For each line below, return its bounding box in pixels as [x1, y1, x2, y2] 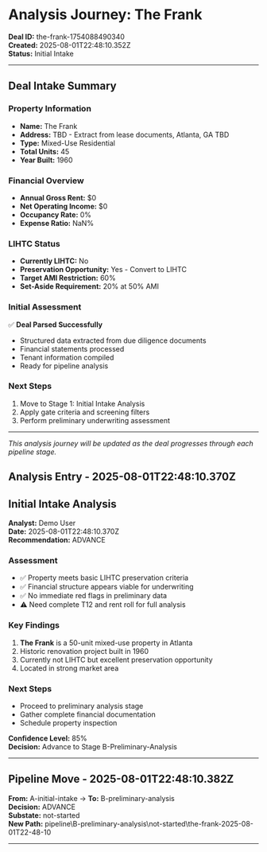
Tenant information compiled [19, 352, 114, 362]
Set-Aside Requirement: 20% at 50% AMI [19, 282, 159, 291]
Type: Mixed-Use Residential [19, 138, 115, 148]
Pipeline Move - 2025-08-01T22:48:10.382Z [8, 772, 234, 786]
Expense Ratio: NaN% [19, 218, 94, 228]
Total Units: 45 [19, 146, 70, 156]
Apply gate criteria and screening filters [19, 407, 150, 417]
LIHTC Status [8, 238, 61, 249]
